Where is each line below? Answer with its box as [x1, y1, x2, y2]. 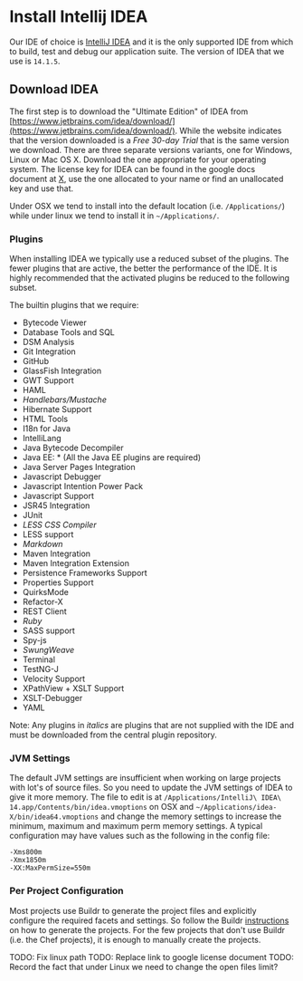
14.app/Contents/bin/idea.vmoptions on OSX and [9, 802, 194, 813]
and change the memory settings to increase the [100, 811, 282, 822]
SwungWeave [22, 645, 75, 656]
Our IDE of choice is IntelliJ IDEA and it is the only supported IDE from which [9, 36, 294, 47]
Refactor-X [22, 596, 63, 608]
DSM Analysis [22, 337, 75, 348]
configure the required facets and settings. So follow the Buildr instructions [9, 915, 289, 926]
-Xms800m [9, 848, 43, 857]
